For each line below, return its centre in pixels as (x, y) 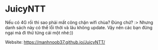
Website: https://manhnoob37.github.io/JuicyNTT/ (55, 42)
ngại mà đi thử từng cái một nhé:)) (39, 33)
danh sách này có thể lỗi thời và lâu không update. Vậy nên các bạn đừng (79, 27)
